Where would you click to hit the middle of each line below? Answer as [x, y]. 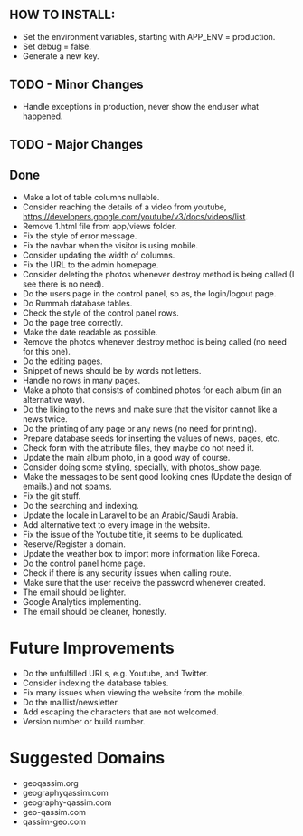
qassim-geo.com [54, 821]
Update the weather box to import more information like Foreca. [141, 553]
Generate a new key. [61, 56]
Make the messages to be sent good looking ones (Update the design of [157, 476]
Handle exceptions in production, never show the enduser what [141, 106]
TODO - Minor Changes [76, 85]
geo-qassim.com [54, 812]
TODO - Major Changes [76, 145]
